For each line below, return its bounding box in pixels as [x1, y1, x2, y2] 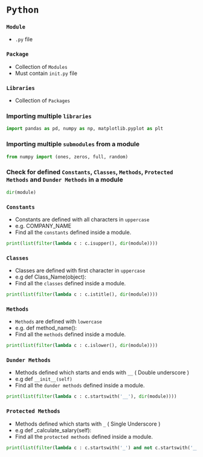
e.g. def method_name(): [14, 325, 77, 332]
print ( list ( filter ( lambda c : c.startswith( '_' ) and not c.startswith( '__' [6, 444, 201, 451]
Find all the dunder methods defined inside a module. [14, 382, 145, 389]
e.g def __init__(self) [14, 375, 72, 383]
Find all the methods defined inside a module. [14, 331, 126, 338]
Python [6, 4, 39, 16]
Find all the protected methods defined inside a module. [14, 433, 153, 440]
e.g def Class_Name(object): [14, 273, 86, 280]
